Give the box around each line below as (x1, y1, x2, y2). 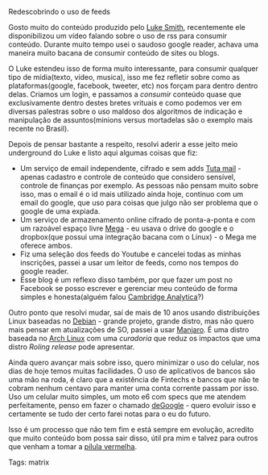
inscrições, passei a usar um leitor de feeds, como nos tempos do (19, 258, 239, 267)
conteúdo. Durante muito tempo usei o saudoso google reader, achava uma (8, 40, 259, 49)
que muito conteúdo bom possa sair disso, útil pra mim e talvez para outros (8, 433, 258, 443)
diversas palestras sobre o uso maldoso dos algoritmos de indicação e (8, 106, 243, 116)
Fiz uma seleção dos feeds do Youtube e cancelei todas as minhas (19, 249, 241, 259)
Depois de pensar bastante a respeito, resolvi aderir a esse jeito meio (8, 140, 238, 148)
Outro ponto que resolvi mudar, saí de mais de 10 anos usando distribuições (8, 308, 260, 317)
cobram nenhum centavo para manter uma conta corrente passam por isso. (8, 383, 259, 393)
